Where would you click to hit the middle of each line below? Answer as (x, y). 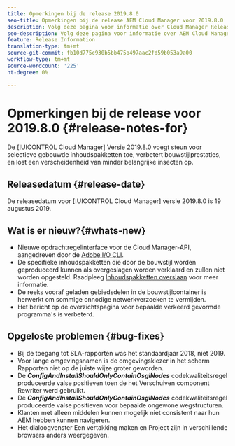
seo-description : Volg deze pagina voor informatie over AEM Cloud (108, 33)
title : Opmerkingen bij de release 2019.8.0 (73, 14)
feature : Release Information (51, 40)
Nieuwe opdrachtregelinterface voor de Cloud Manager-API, (104, 248)
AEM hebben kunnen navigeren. (64, 420)
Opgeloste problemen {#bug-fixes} (86, 336)
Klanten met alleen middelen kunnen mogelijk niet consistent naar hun (119, 412)
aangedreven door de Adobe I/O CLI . (70, 255)
